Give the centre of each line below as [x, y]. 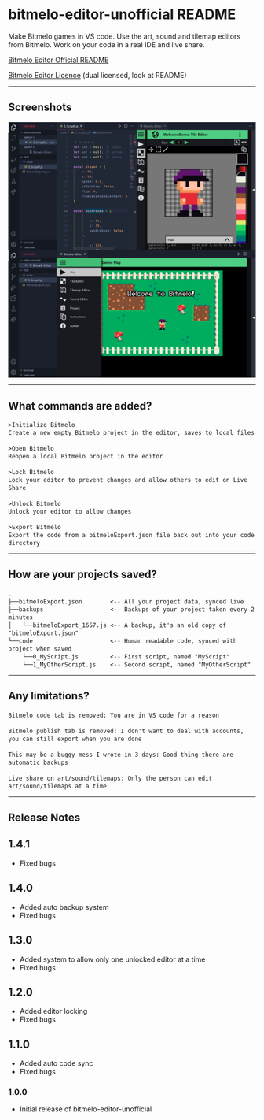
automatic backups [38, 762]
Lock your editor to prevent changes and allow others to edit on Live [128, 480]
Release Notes [44, 818]
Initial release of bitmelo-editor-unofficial [86, 1109]
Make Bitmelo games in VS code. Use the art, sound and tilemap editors [125, 36]
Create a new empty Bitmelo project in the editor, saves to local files [132, 433]
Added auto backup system [64, 907]
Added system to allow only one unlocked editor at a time [112, 959]
